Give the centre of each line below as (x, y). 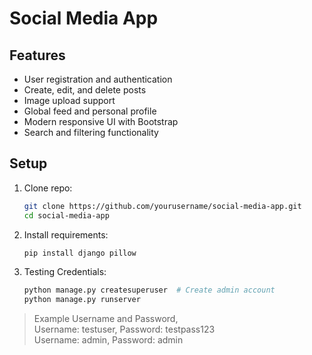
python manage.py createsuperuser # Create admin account (149, 290)
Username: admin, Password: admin (108, 340)
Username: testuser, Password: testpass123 (124, 329)
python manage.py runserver (82, 300)
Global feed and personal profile (90, 111)
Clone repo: (48, 188)
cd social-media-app (66, 215)
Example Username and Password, (106, 319)
